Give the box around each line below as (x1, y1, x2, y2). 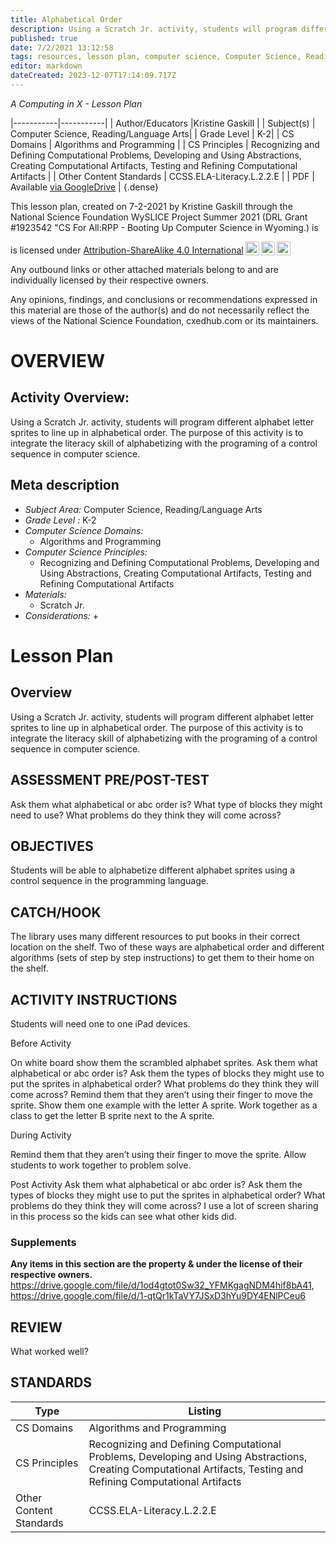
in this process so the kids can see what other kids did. (10, 1210, 237, 1222)
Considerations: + (24, 609, 100, 621)
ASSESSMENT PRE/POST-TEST (10, 772, 210, 789)
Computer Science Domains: (24, 524, 144, 536)
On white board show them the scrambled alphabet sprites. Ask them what (10, 1056, 318, 1068)
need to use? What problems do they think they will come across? (10, 809, 282, 821)
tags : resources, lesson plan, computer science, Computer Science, (10, 52, 302, 62)
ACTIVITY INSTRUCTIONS (10, 991, 178, 1008)
